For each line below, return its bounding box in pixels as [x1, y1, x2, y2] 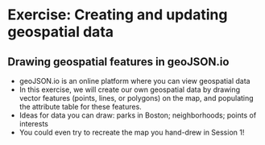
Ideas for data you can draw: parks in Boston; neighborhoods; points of [19, 110, 257, 120]
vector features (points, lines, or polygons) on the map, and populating [19, 93, 255, 102]
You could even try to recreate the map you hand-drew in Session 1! [19, 127, 245, 137]
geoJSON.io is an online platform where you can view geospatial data [19, 77, 251, 85]
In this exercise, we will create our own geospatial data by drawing [19, 85, 241, 94]
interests [19, 119, 49, 128]
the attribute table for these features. [19, 102, 142, 111]
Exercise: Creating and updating [7, 6, 228, 24]
